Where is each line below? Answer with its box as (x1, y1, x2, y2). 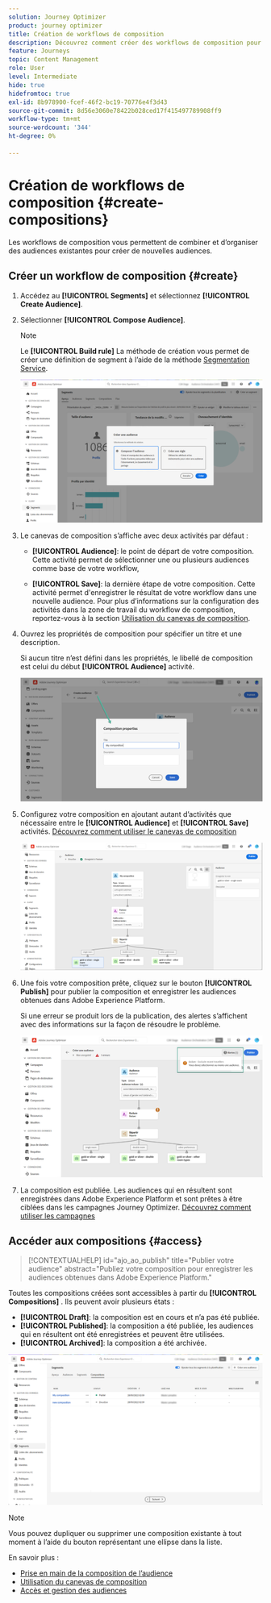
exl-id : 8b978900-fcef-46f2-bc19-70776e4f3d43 (8, 98, 168, 106)
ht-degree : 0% (8, 132, 56, 140)
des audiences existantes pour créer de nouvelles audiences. (8, 246, 212, 256)
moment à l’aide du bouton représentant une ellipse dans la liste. (8, 1537, 223, 1547)
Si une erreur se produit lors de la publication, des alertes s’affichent (19, 1010, 248, 1020)
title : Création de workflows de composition (8, 30, 164, 38)
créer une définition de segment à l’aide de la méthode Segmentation (19, 355, 250, 364)
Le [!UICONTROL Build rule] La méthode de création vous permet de (19, 346, 250, 356)
